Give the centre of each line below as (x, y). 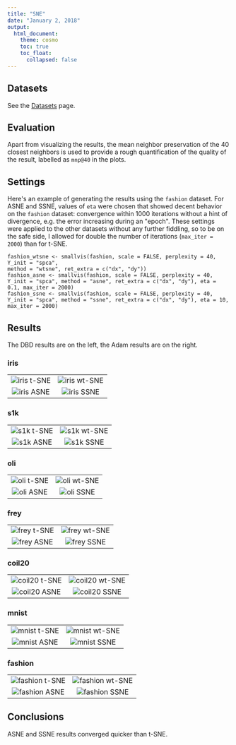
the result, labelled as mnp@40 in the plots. (67, 160)
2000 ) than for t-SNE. (37, 244)
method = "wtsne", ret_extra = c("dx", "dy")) (77, 269)
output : (19, 27)
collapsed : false (52, 60)
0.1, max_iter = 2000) (41, 288)
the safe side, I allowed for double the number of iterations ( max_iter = (110, 237)
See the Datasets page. (41, 105)
